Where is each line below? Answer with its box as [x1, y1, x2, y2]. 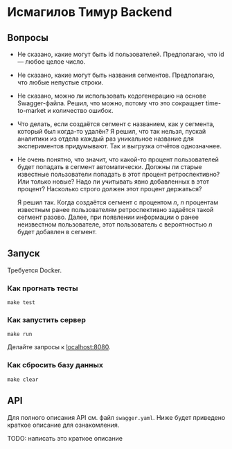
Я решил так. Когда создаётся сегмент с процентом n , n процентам [17, 198, 219, 206]
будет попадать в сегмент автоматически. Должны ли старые [17, 163, 202, 170]
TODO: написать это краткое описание [7, 434, 123, 442]
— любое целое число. [17, 58, 86, 66]
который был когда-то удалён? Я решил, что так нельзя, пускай [17, 127, 206, 135]
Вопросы [7, 32, 49, 44]
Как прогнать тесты [7, 283, 78, 293]
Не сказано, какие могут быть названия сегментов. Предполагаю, [17, 71, 215, 79]
